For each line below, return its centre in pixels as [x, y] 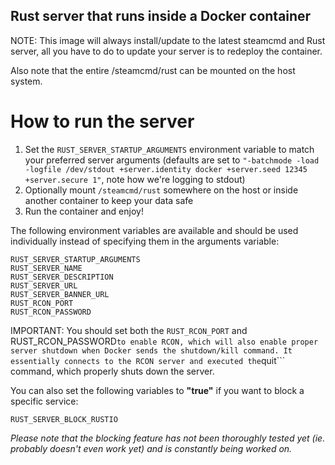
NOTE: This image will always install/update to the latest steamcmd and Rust [168, 40]
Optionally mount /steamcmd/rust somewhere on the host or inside [161, 190]
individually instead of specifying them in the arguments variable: [145, 241]
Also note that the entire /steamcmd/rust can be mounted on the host [153, 70]
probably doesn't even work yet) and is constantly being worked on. [151, 448]
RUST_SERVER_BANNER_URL [60, 294]
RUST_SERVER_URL [44, 285]
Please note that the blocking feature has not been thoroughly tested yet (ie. [168, 438]
